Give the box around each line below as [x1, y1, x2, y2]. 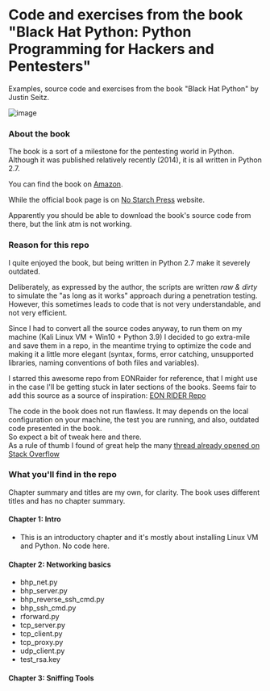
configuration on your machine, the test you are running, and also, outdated [8, 414, 260, 425]
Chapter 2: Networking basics [8, 559, 111, 569]
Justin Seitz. [8, 92, 50, 102]
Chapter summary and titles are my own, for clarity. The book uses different [8, 487, 260, 497]
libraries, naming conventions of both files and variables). [8, 358, 200, 367]
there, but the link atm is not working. [8, 220, 132, 229]
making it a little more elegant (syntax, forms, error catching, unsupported [8, 349, 254, 358]
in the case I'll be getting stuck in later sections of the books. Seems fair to [8, 382, 256, 392]
